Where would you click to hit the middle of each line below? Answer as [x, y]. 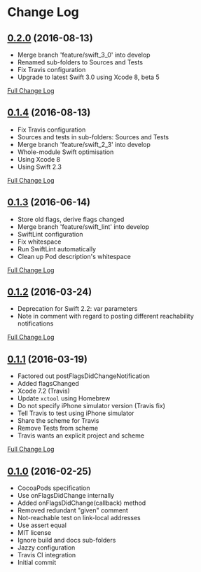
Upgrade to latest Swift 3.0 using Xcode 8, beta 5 [88, 77]
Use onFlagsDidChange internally [65, 496]
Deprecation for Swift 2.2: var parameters [77, 309]
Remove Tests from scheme [58, 428]
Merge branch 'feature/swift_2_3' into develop [84, 144]
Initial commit [37, 563]
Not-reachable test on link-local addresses [79, 518]
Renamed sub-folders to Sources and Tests [80, 62]
